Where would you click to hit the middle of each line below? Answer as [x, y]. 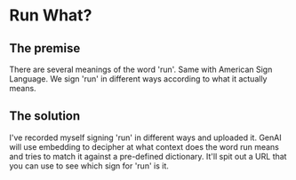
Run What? [51, 16]
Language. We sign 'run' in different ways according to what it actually [138, 79]
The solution [45, 116]
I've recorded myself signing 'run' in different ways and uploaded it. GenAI [145, 137]
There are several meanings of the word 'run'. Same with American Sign [141, 69]
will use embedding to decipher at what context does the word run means [144, 146]
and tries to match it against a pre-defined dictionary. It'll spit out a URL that [148, 156]
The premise [45, 48]
